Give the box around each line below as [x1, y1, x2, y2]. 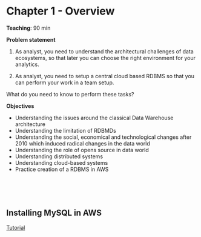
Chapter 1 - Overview [6, 4, 115, 18]
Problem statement [6, 36, 56, 43]
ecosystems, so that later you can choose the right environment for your [15, 54, 196, 61]
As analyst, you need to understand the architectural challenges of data [15, 47, 194, 55]
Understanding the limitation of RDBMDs [15, 127, 116, 134]
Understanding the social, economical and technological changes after [15, 133, 192, 141]
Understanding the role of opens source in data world [15, 146, 150, 153]
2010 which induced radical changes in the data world [15, 139, 150, 147]
